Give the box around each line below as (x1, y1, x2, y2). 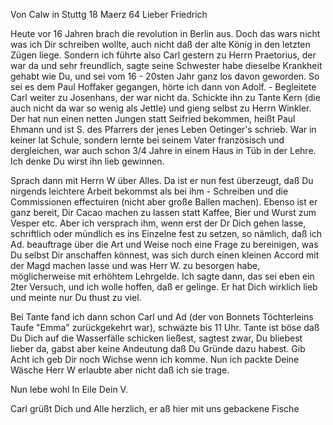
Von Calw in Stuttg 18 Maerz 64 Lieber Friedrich (10, 9, 208, 20)
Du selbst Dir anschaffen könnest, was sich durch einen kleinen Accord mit (10, 249, 320, 261)
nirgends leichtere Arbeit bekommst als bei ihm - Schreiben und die (10, 185, 289, 197)
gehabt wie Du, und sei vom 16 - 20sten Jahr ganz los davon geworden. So (10, 70, 320, 82)
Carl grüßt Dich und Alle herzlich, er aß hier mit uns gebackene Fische (10, 403, 300, 414)
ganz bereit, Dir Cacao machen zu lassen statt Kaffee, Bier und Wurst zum (10, 207, 317, 218)
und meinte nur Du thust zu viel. (10, 292, 142, 303)
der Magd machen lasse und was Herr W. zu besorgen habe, (10, 260, 261, 271)
